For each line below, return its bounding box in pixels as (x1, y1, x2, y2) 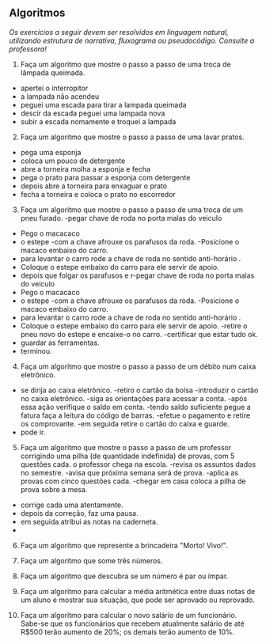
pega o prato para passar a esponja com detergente (20, 172, 191, 182)
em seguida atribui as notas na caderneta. (20, 517, 158, 526)
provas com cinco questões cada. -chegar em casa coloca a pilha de (20, 476, 246, 486)
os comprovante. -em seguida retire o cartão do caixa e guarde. (20, 419, 230, 428)
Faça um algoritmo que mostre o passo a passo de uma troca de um (20, 205, 244, 214)
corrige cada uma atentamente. (20, 500, 123, 510)
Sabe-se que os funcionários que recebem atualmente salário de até (20, 619, 245, 628)
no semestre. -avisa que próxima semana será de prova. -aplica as (20, 468, 239, 477)
